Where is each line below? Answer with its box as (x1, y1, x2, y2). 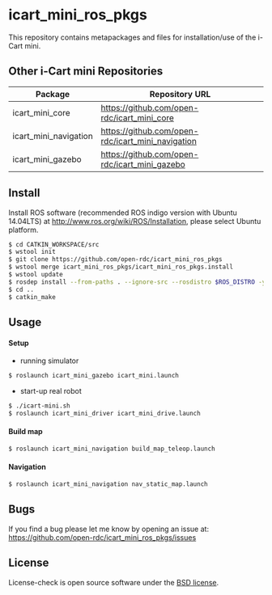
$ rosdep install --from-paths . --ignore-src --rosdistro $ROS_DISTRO (8, 277, 255, 286)
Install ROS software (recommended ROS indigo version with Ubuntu (8, 208, 237, 217)
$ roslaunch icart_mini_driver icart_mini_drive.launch (8, 409, 201, 417)
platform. (8, 225, 39, 234)
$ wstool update (8, 271, 63, 279)
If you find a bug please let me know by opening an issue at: (8, 524, 209, 534)
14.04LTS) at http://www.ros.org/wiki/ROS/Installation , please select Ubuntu (8, 216, 261, 226)
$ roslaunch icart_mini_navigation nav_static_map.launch (8, 480, 208, 488)
